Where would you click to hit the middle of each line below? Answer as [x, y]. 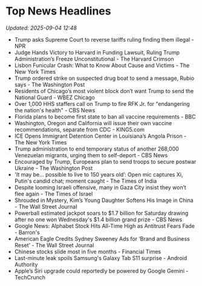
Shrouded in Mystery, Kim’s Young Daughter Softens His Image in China [104, 200]
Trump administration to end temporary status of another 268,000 [96, 149]
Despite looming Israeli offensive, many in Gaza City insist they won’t [100, 187]
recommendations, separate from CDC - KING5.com [80, 129]
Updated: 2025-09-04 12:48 [41, 28]
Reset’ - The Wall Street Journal [54, 245]
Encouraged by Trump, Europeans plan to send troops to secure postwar [105, 161]
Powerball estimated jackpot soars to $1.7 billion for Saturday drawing [101, 213]
